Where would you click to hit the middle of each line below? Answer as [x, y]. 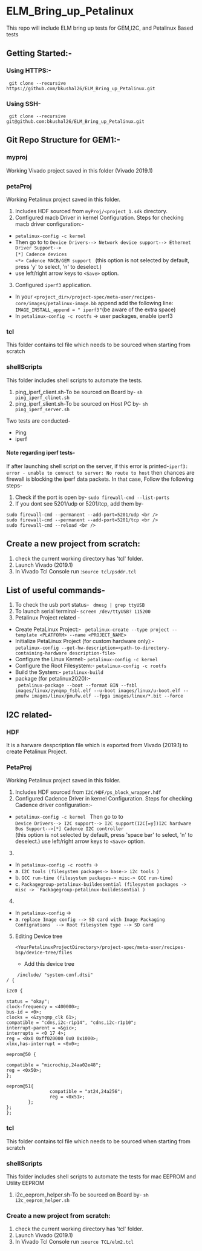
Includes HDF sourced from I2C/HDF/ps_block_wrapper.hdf [88, 792]
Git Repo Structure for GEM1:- [64, 140]
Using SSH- [24, 104]
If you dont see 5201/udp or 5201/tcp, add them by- [79, 503]
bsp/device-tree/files [44, 953]
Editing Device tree [39, 936]
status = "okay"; [28, 1002]
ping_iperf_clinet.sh [42, 398]
